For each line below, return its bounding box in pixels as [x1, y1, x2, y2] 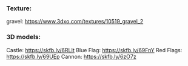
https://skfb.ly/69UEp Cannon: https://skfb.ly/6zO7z [6, 53, 136, 60]
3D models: [6, 33, 41, 41]
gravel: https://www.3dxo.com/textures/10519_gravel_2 [6, 18, 144, 25]
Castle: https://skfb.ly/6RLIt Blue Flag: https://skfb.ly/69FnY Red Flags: [6, 46, 183, 53]
